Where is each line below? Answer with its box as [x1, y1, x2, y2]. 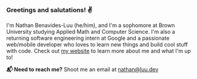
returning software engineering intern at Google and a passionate [6, 34, 170, 42]
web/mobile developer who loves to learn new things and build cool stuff [6, 41, 188, 48]
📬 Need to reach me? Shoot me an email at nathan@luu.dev [6, 66, 159, 73]
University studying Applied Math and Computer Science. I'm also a [6, 28, 176, 36]
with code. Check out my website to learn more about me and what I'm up [6, 48, 191, 55]
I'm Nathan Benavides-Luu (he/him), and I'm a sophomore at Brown [6, 22, 175, 29]
